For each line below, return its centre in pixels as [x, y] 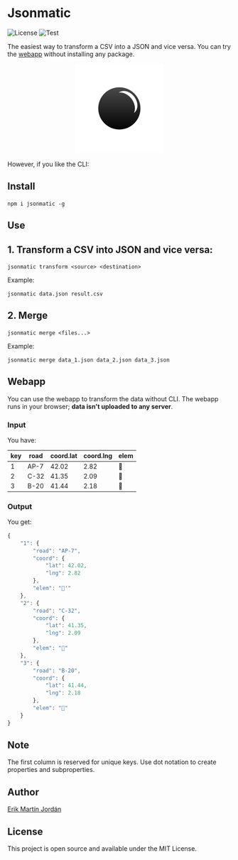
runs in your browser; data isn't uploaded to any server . [90, 406]
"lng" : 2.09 [63, 633]
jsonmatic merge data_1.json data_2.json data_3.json [89, 360]
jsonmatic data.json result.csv [55, 294]
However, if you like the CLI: [48, 164]
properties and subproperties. [51, 770]
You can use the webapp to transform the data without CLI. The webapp [113, 398]
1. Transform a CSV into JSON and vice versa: [110, 250]
